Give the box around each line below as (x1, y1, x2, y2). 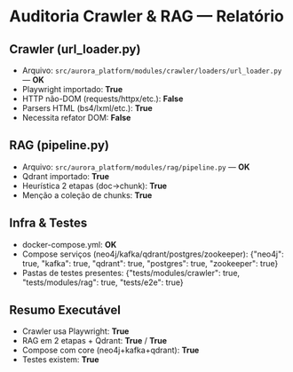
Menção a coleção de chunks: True (21, 189, 153, 201)
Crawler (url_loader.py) (9, 42, 141, 57)
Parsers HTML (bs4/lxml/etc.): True (21, 103, 153, 113)
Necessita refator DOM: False (21, 113, 131, 123)
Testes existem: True (21, 354, 99, 365)
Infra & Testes (9, 216, 88, 231)
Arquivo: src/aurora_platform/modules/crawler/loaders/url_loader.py (21, 65, 282, 75)
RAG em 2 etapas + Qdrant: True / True (21, 336, 167, 346)
